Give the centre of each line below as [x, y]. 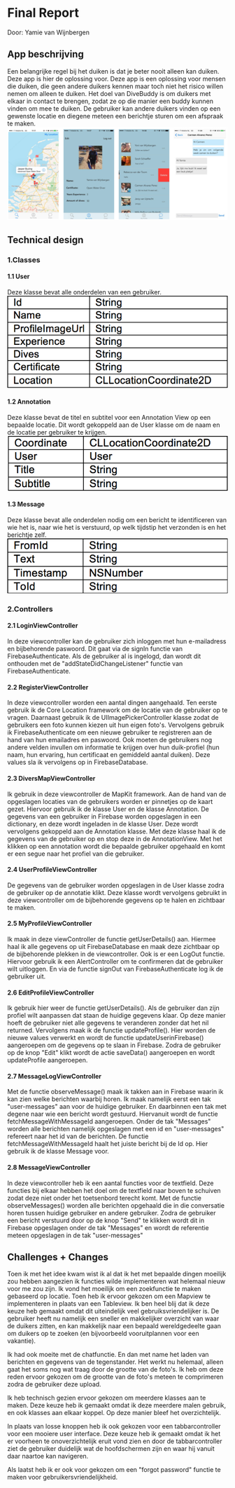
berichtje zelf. [27, 535]
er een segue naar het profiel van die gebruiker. [76, 854]
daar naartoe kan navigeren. [48, 1456]
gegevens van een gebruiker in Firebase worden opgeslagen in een [104, 816]
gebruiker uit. [27, 976]
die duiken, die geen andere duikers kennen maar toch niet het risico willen [115, 86]
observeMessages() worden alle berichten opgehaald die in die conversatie [116, 1205]
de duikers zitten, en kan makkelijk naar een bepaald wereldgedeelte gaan [114, 1326]
